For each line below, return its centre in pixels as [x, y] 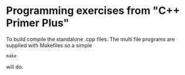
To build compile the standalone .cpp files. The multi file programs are [90, 39]
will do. [15, 67]
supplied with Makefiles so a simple [49, 45]
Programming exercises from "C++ [93, 11]
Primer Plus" [37, 23]
